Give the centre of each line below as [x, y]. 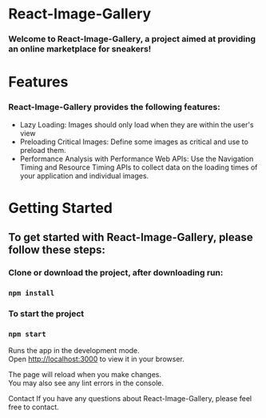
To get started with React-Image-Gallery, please [131, 237]
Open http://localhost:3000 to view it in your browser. [97, 359]
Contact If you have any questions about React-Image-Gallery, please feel [130, 399]
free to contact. [34, 407]
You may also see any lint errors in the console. [86, 383]
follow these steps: [57, 250]
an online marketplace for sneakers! [80, 49]
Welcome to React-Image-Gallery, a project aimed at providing [132, 39]
